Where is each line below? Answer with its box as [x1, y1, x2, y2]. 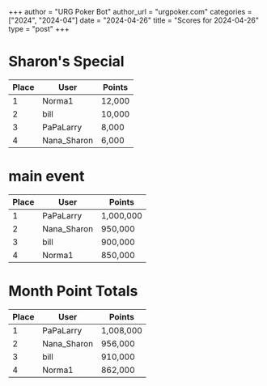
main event [8, 168, 85, 185]
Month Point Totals [8, 282, 138, 300]
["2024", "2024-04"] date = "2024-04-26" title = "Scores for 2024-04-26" [8, 15, 260, 25]
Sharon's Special [8, 53, 125, 71]
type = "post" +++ [8, 24, 70, 33]
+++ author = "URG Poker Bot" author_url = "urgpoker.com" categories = [8, 7, 252, 16]
